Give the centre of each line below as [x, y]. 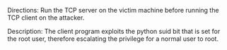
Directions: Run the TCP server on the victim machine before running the [113, 10]
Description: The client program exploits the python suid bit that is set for [114, 31]
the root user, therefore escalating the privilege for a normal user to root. [113, 39]
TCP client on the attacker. [46, 18]
